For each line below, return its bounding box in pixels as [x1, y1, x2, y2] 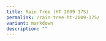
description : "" [6, 25, 48, 32]
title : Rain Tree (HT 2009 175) [6, 8, 89, 15]
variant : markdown [6, 20, 53, 26]
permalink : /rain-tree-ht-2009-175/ [6, 14, 100, 20]
